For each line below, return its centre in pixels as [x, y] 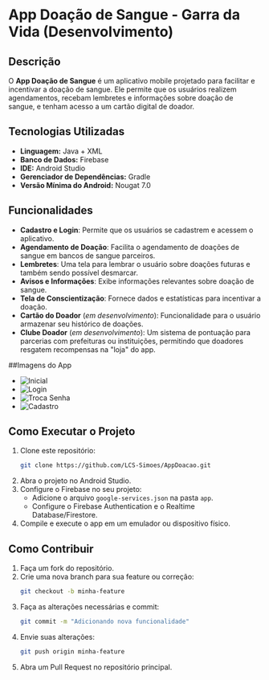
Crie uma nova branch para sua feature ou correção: [107, 577]
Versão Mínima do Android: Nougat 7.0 [85, 185]
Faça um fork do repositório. [67, 568]
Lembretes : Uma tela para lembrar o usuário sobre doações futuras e [135, 264]
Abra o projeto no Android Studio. [75, 481]
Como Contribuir [51, 549]
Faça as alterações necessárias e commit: [90, 607]
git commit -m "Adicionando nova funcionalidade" [105, 621]
